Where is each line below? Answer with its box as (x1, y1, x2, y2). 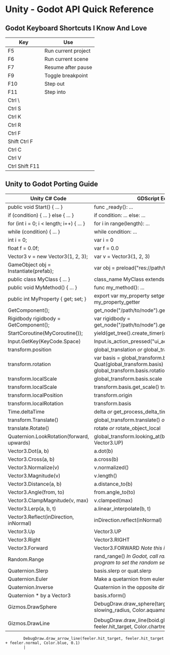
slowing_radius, (94, 606, 132, 613)
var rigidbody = (94, 315, 131, 322)
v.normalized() (94, 464, 129, 471)
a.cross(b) (94, 455, 119, 462)
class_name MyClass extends (94, 275, 164, 282)
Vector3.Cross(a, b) (8, 455, 55, 462)
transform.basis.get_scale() (94, 383, 159, 390)
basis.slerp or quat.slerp (94, 567, 152, 574)
